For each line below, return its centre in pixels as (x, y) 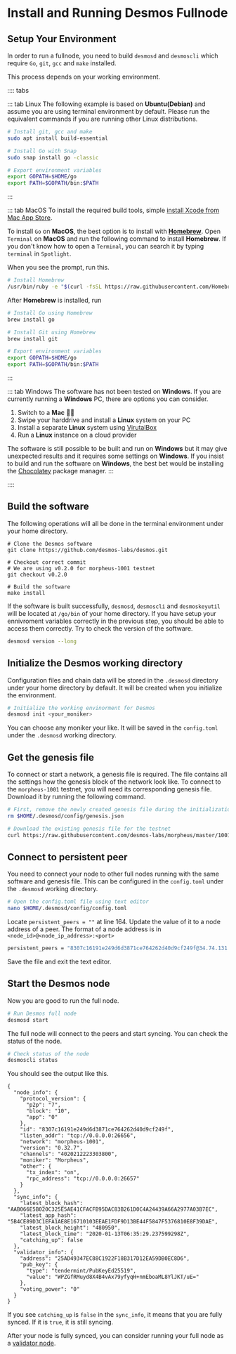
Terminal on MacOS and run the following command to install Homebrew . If (117, 239)
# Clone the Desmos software (50, 544)
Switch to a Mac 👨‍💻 (46, 413)
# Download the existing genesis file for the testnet (89, 829)
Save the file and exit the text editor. (59, 961)
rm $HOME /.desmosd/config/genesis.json (66, 816)
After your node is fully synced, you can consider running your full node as (116, 1336)
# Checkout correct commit (47, 562)
